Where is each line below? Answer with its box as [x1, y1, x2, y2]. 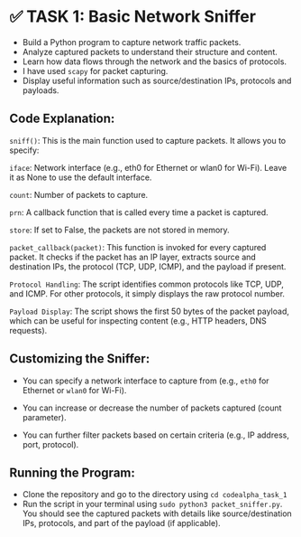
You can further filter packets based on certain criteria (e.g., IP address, [22, 429, 290, 440]
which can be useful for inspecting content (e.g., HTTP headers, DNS [9, 315, 268, 326]
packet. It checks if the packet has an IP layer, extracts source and [9, 251, 257, 262]
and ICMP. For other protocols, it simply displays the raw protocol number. [9, 287, 286, 299]
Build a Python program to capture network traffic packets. [22, 36, 242, 47]
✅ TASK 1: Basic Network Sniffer [9, 6, 257, 27]
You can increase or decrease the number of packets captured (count [22, 402, 282, 413]
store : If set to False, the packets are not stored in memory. [9, 224, 230, 235]
